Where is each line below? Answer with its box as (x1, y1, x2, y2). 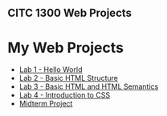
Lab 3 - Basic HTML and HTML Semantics (18, 82, 159, 91)
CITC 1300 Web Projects (7, 6, 132, 20)
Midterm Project (18, 99, 73, 109)
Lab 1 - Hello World (18, 65, 83, 74)
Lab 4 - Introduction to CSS (18, 90, 110, 100)
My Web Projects (7, 38, 124, 57)
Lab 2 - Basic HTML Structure (18, 74, 118, 83)
